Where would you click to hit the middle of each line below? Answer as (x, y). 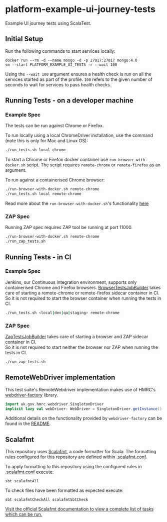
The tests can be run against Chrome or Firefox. (54, 126)
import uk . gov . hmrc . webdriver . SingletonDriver (54, 404)
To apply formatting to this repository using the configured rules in (73, 467)
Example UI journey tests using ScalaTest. (48, 23)
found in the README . (28, 424)
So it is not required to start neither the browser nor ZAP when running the (82, 347)
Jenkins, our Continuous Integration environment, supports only (71, 282)
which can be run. (24, 514)
